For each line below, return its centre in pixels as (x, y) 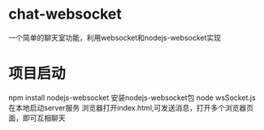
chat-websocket (65, 14)
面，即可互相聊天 (37, 118)
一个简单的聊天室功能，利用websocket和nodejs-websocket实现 (115, 37)
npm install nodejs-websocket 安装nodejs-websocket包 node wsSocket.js (132, 97)
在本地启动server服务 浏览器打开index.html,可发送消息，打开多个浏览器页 (131, 107)
